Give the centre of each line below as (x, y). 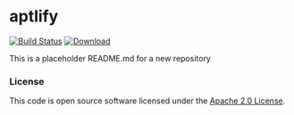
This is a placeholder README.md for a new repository (110, 58)
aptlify (34, 16)
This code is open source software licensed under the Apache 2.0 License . (147, 101)
